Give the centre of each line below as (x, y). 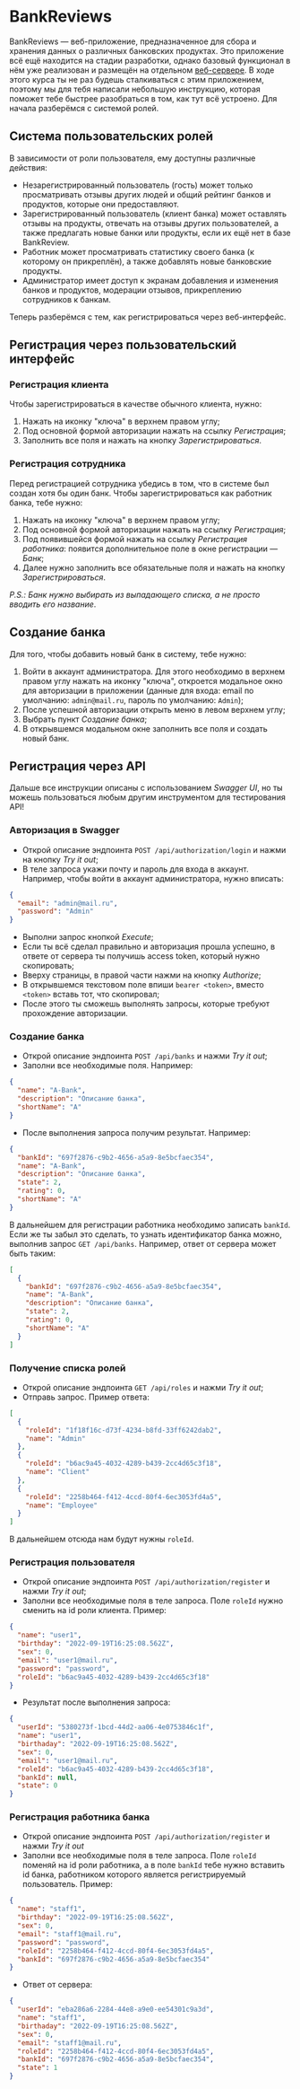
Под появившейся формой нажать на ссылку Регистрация (135, 539)
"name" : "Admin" (56, 1438)
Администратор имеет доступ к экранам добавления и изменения (150, 280)
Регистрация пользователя (73, 1562)
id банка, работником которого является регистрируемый (134, 1874)
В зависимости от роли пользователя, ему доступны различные (133, 158)
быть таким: (33, 1253)
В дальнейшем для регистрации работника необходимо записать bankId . (150, 1224)
